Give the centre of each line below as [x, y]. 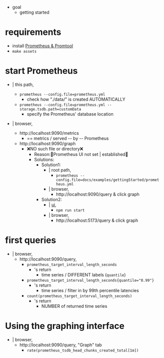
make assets [24, 51]
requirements [33, 32]
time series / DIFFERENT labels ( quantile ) [84, 274]
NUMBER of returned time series [74, 306]
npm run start [70, 210]
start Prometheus [41, 71]
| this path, [23, 84]
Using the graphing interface [65, 326]
